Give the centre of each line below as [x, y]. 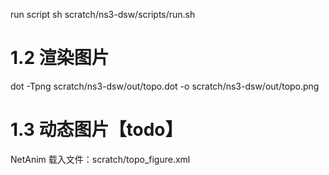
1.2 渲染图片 [60, 58]
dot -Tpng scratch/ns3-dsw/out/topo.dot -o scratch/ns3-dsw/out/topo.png [165, 86]
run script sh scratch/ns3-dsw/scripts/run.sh [103, 14]
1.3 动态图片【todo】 [96, 130]
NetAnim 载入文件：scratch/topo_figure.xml [100, 159]
